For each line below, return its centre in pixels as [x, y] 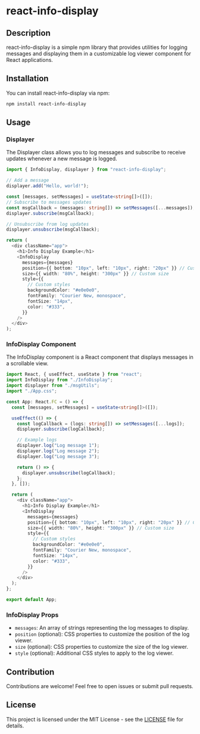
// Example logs [37, 440]
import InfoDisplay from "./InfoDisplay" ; [60, 380]
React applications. [30, 60]
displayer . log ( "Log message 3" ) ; [58, 456]
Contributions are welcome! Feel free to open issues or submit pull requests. [100, 686]
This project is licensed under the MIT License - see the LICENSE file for [95, 719]
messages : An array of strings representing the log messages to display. [102, 628]
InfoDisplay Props [32, 615]
